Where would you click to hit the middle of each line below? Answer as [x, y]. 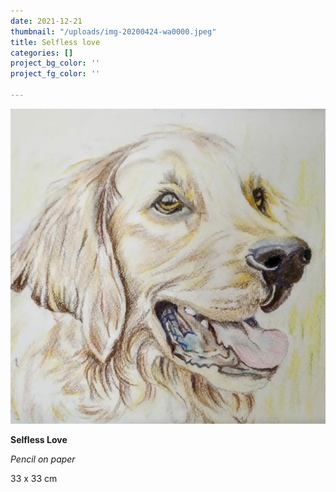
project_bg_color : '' [55, 63]
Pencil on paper [43, 459]
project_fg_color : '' [55, 74]
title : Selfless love [55, 42]
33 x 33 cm [34, 478]
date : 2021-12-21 [46, 21]
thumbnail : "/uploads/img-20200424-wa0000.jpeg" [113, 31]
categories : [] [42, 53]
